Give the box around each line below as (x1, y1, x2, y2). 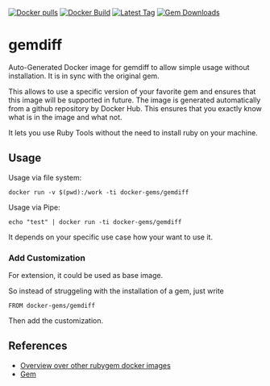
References (8, 339, 68, 353)
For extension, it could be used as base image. (8, 271, 164, 280)
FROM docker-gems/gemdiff (8, 302, 95, 310)
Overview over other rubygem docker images (19, 360, 171, 370)
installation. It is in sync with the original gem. (8, 71, 160, 81)
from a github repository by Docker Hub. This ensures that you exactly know (8, 103, 262, 113)
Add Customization (8, 252, 86, 264)
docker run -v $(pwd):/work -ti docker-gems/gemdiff (8, 188, 189, 197)
